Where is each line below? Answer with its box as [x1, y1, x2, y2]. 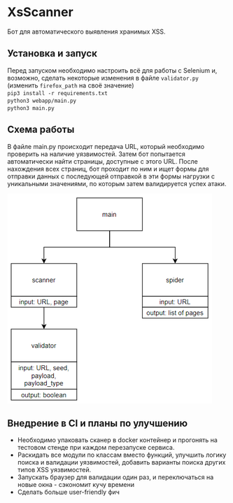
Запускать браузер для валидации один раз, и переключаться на [17, 473, 214, 481]
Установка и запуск [7, 48, 98, 59]
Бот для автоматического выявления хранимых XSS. [7, 27, 166, 36]
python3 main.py [7, 104, 55, 112]
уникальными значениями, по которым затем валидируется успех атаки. [7, 179, 227, 187]
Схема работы [7, 124, 75, 136]
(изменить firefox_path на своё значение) [7, 81, 134, 90]
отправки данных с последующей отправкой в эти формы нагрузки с [7, 172, 216, 180]
